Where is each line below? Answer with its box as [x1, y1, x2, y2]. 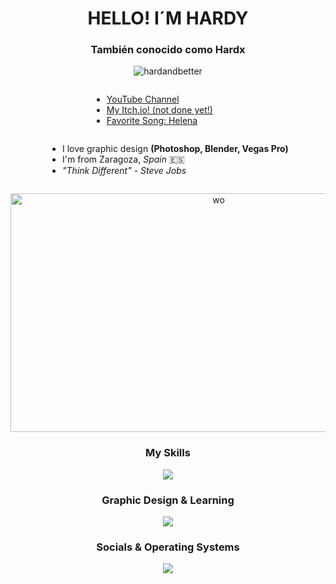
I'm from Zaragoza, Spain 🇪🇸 [62, 153, 185, 166]
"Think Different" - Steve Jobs [62, 165, 187, 177]
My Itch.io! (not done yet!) [106, 104, 213, 116]
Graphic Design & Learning [101, 493, 235, 507]
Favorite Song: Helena [106, 115, 198, 127]
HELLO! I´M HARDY [87, 7, 249, 30]
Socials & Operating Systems [96, 540, 240, 554]
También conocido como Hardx [90, 43, 246, 57]
